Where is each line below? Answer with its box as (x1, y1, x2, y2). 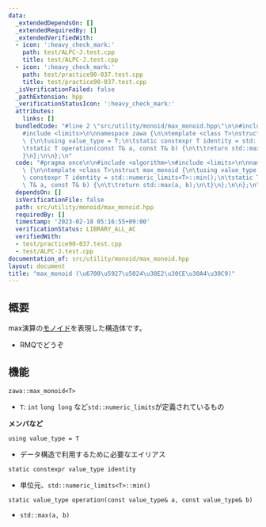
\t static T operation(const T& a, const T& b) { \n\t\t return (22, 144, 228, 152)
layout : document (8, 262, 66, 270)
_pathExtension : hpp (15, 93, 83, 101)
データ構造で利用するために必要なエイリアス (19, 449, 166, 459)
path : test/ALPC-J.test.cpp (22, 48, 115, 56)
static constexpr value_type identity (8, 465, 136, 473)
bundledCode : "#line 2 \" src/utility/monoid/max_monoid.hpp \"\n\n (15, 122, 239, 130)
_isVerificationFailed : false (15, 85, 115, 94)
